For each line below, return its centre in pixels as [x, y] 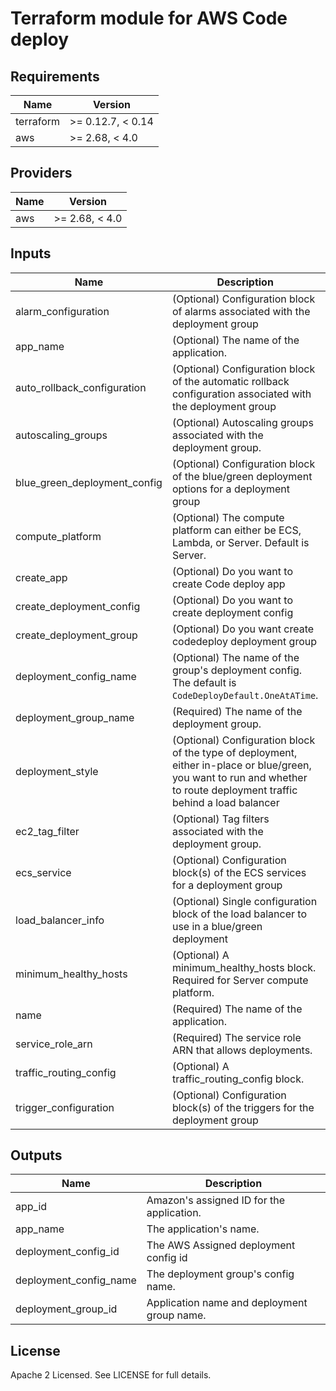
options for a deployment [230, 489]
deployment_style [57, 771]
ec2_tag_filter [47, 831]
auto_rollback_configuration [81, 387]
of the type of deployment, [234, 752]
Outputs [36, 1155]
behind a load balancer [225, 802]
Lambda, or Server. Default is [240, 542]
